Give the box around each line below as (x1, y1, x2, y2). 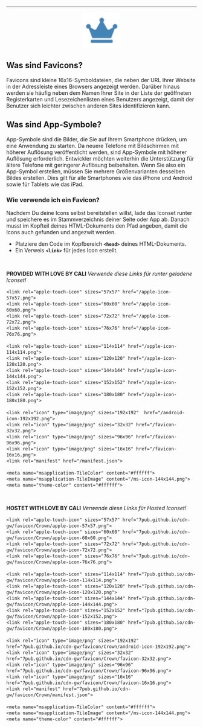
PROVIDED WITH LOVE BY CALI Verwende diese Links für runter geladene (6, 270, 192, 277)
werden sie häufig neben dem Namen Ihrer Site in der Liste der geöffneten (6, 89, 192, 97)
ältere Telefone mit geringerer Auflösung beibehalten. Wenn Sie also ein (6, 161, 185, 168)
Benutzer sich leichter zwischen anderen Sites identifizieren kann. (6, 102, 171, 109)
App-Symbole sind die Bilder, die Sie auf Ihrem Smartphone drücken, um (6, 135, 187, 143)
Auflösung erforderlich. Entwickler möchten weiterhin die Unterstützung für (6, 155, 195, 162)
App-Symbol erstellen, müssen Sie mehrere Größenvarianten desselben (6, 167, 185, 175)
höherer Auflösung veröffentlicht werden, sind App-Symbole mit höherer (6, 149, 187, 156)
